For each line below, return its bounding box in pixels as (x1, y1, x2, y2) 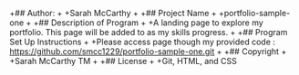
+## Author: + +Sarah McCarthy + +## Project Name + (9, 8, 217, 18)
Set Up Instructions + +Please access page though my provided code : (9, 36, 276, 47)
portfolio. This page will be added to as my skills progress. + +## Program (9, 27, 288, 37)
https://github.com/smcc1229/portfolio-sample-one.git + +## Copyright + (9, 46, 287, 57)
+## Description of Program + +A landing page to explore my (33, 17, 264, 28)
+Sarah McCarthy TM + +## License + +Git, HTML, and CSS (9, 56, 237, 66)
